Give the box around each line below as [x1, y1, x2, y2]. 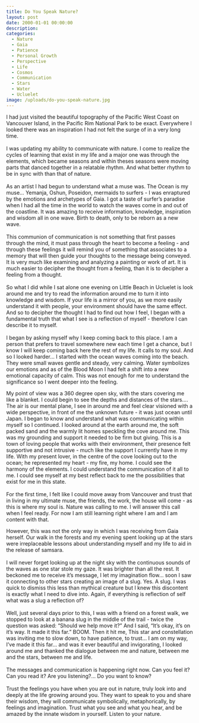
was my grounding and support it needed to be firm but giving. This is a [6, 434, 182, 441]
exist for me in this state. [6, 478, 67, 485]
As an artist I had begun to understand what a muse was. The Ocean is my [6, 182, 189, 190]
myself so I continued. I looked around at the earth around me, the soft [6, 421, 179, 428]
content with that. [6, 516, 49, 523]
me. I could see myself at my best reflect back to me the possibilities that [6, 471, 185, 478]
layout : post [6, 14, 39, 20]
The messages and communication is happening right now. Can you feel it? [6, 666, 190, 673]
